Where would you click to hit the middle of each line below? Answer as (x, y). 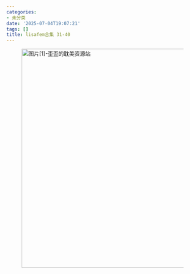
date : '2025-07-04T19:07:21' (43, 23)
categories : (21, 12)
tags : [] (17, 29)
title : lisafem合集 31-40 (38, 35)
